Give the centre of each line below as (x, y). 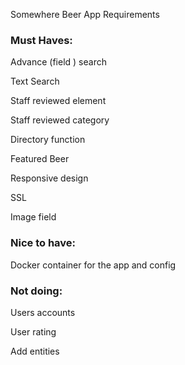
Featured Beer (40, 159)
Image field (33, 217)
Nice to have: (43, 243)
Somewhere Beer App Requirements (85, 14)
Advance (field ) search (58, 62)
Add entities (35, 351)
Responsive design (49, 178)
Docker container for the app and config (93, 265)
